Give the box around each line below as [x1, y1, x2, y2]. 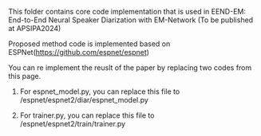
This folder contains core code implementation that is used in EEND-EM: [8, 7, 246, 16]
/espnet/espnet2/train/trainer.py [19, 119, 126, 128]
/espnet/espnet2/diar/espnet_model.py [19, 95, 149, 104]
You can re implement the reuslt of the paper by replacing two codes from [8, 63, 252, 72]
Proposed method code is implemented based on [8, 39, 171, 49]
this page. [8, 72, 42, 80]
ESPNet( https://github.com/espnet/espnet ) [8, 48, 150, 56]
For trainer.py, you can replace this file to [19, 111, 155, 120]
